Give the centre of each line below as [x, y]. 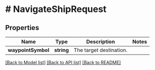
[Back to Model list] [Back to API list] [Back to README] [63, 62]
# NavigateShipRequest [56, 9]
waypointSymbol [29, 50]
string [62, 50]
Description [100, 42]
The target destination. [101, 50]
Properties [22, 28]
